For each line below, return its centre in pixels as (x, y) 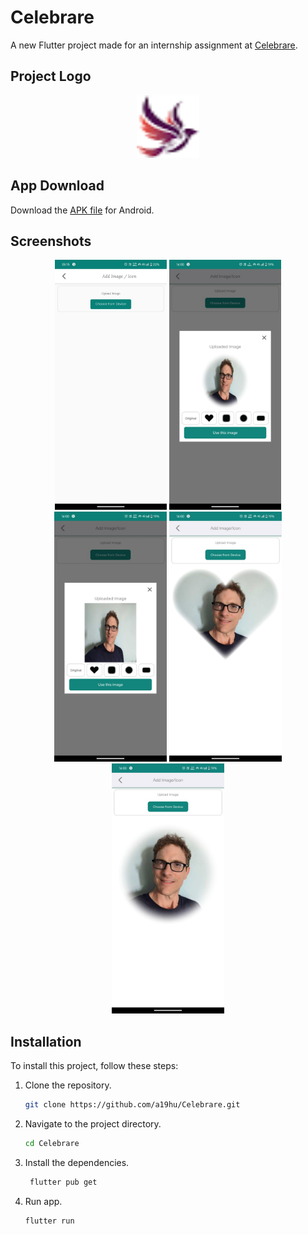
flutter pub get (63, 1182)
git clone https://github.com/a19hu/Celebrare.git (132, 1105)
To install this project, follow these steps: (94, 1066)
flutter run (49, 1221)
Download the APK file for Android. (82, 210)
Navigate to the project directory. (93, 1124)
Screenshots (51, 241)
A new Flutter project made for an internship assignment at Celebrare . (154, 45)
